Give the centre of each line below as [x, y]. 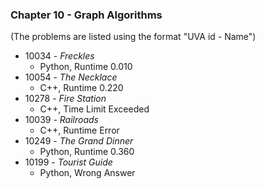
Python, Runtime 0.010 [86, 67]
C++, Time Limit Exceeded [94, 109]
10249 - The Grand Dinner [79, 141]
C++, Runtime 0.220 [81, 88]
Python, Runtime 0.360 [87, 152]
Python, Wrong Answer [87, 173]
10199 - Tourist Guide [68, 162]
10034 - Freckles [59, 56]
